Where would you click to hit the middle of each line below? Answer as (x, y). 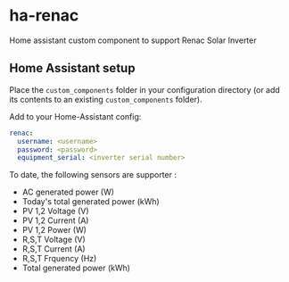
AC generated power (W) (68, 192)
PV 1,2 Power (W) (54, 230)
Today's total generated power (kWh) (91, 202)
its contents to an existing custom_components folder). (106, 99)
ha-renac (44, 16)
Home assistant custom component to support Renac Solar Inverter (133, 40)
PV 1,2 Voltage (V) (55, 211)
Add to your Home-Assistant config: (75, 116)
